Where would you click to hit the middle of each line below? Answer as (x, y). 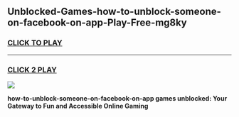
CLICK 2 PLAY (32, 69)
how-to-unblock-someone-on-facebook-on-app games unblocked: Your (117, 98)
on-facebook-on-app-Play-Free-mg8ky (97, 23)
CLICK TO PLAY (35, 43)
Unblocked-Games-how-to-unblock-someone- (115, 12)
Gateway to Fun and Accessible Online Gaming (78, 106)
